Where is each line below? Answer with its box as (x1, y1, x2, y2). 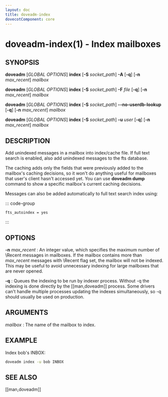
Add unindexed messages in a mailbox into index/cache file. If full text (5, 150, 150, 156)
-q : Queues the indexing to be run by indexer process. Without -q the (5, 278, 149, 284)
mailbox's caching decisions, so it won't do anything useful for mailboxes (5, 170, 156, 176)
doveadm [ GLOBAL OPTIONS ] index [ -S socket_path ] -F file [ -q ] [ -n (5, 86, 147, 93)
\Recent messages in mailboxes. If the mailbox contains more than (5, 252, 142, 258)
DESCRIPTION (5, 137, 50, 145)
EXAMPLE (5, 336, 38, 345)
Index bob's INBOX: (5, 349, 46, 355)
